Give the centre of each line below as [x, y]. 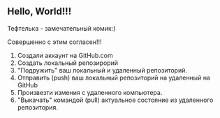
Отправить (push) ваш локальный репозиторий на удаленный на [114, 78]
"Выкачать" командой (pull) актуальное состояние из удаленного [115, 100]
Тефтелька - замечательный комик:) [61, 28]
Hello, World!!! [39, 12]
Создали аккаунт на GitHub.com [65, 55]
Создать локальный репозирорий [68, 63]
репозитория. [37, 107]
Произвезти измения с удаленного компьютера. [90, 92]
